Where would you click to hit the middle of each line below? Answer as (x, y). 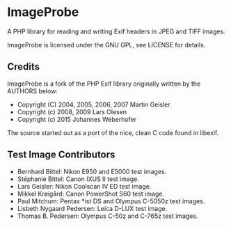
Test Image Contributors (61, 155)
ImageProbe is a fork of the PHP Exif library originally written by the (104, 84)
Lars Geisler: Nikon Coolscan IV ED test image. (84, 186)
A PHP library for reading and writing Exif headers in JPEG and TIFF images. (116, 31)
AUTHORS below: (32, 91)
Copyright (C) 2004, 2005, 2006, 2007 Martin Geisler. (94, 104)
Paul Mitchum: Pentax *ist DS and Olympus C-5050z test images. (111, 201)
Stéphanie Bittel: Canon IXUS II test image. (78, 179)
